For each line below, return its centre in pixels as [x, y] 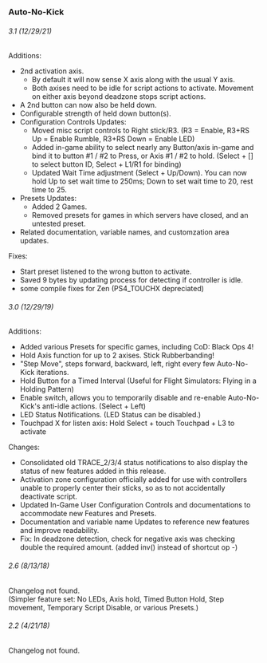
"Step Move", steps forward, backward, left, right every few [117, 364]
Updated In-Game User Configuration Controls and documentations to [135, 505]
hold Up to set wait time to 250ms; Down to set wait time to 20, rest [142, 181]
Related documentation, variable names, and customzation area [124, 232]
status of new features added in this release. [93, 471]
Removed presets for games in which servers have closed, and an [140, 215]
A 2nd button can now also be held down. [88, 105]
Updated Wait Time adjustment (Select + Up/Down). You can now [139, 173]
